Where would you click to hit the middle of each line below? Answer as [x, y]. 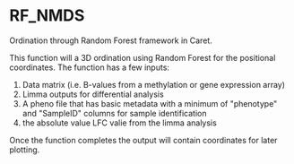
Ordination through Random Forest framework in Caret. [111, 40]
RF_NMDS [47, 16]
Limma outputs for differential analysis [93, 94]
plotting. [25, 150]
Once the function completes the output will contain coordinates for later [143, 140]
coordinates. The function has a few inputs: [90, 67]
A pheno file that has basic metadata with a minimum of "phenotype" [150, 103]
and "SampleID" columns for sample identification [114, 113]
